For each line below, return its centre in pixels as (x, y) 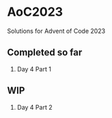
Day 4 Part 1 (34, 69)
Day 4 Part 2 (34, 107)
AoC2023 (35, 12)
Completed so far (45, 52)
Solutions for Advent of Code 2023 (56, 31)
